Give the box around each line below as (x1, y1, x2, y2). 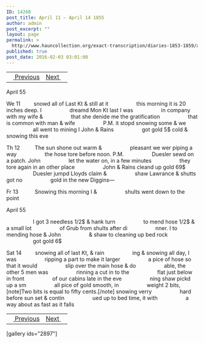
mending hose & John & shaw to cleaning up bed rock (6, 231, 168, 238)
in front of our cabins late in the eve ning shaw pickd (6, 274, 191, 282)
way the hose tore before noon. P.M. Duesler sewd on (6, 150, 194, 158)
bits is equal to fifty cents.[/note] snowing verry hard (33, 288, 191, 295)
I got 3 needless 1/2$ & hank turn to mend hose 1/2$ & (33, 218, 195, 225)
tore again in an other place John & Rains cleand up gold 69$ (6, 163, 186, 171)
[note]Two (6, 288, 32, 295)
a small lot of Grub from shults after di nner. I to (6, 224, 178, 231)
